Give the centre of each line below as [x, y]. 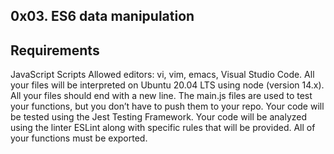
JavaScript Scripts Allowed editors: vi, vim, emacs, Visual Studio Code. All [162, 75]
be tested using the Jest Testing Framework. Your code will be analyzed [159, 117]
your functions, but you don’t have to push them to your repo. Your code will [167, 106]
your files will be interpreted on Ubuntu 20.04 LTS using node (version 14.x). [167, 85]
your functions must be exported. [79, 138]
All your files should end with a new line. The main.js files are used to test [161, 96]
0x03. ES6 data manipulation [102, 16]
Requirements [55, 50]
